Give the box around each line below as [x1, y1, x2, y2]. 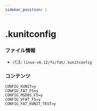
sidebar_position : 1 [5, 7, 48, 12]
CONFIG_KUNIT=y [5, 84, 36, 89]
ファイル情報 [5, 47, 36, 54]
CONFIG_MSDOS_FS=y [5, 93, 43, 98]
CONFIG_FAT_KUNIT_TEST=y [5, 102, 56, 107]
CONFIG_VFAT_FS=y [5, 97, 41, 102]
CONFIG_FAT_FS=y [5, 88, 38, 94]
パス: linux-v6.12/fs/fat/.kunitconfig [12, 59, 92, 65]
